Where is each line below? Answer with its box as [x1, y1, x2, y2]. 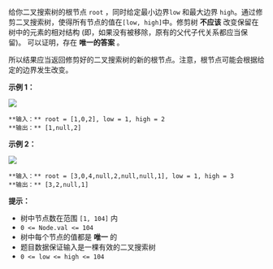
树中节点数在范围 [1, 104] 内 [19, 214, 118, 223]
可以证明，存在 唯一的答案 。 [27, 37, 124, 47]
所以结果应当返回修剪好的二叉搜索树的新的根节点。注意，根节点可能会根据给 [8, 55, 265, 64]
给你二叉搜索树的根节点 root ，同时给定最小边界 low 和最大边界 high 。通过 [8, 7, 256, 16]
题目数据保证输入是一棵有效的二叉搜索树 [19, 242, 156, 252]
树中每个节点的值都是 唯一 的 [19, 232, 118, 241]
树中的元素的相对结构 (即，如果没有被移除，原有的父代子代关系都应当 [8, 28, 241, 37]
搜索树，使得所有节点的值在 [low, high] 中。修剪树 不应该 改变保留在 [29, 17, 259, 27]
